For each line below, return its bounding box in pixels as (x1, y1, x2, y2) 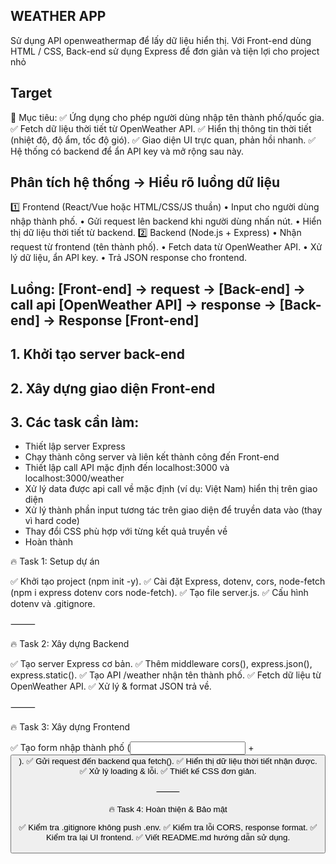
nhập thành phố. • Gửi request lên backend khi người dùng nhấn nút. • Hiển (10, 215, 322, 228)
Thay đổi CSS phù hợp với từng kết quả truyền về (24, 525, 228, 538)
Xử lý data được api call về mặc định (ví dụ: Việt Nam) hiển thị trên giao (24, 483, 318, 495)
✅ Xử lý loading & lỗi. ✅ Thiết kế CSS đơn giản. (79, 766, 257, 777)
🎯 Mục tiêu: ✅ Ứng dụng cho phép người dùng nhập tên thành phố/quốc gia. (10, 111, 325, 123)
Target (10, 85, 53, 102)
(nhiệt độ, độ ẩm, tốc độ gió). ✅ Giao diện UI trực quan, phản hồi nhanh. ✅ (10, 134, 317, 146)
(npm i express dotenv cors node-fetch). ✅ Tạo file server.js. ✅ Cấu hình (10, 587, 309, 599)
